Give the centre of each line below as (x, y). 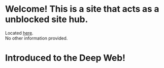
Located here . (19, 33)
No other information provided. (36, 38)
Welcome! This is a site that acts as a (82, 9)
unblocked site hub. (47, 19)
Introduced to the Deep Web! (65, 58)
